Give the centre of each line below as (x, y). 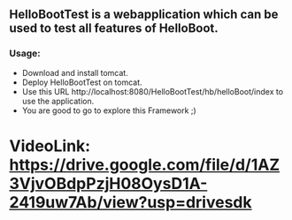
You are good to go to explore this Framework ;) (109, 110)
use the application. (58, 101)
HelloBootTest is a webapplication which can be (144, 15)
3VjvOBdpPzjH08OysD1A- (108, 183)
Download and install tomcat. (75, 72)
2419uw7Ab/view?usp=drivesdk (131, 202)
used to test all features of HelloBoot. (114, 29)
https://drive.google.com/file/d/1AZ (145, 165)
